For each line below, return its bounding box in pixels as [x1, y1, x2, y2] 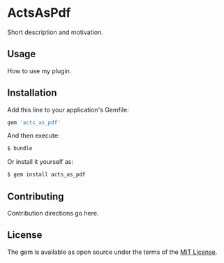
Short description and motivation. [7, 28, 103, 36]
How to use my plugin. [7, 66, 72, 75]
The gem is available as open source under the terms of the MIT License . [7, 248, 218, 256]
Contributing [7, 190, 64, 202]
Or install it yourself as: [7, 158, 73, 166]
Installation [7, 87, 57, 99]
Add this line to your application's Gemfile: [7, 105, 129, 114]
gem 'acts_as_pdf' [7, 119, 61, 126]
